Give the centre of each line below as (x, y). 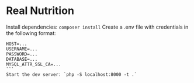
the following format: (31, 33)
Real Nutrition (40, 11)
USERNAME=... (22, 49)
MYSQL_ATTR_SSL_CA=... (34, 64)
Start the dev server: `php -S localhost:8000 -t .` (72, 74)
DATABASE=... (22, 59)
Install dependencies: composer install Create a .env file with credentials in (97, 27)
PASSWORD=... (22, 54)
